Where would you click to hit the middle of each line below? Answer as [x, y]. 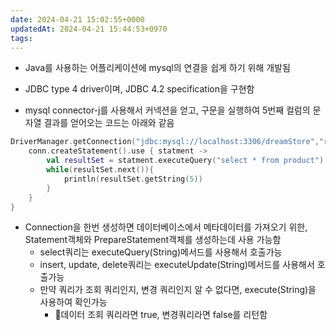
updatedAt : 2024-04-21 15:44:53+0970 [89, 29]
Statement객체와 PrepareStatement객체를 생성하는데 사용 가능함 [153, 240]
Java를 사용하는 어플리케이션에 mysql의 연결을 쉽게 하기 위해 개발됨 [157, 68]
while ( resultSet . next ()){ [100, 170]
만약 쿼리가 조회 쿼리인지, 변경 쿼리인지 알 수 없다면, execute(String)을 [178, 290]
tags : [21, 38]
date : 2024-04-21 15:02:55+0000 [77, 19]
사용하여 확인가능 [73, 302]
